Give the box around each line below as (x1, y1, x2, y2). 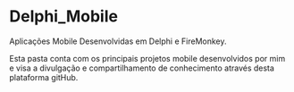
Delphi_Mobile (9, 6, 119, 27)
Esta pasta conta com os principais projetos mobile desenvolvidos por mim (9, 53, 286, 63)
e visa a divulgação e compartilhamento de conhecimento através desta (9, 63, 275, 73)
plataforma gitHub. (9, 71, 79, 82)
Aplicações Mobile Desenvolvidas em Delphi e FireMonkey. (9, 36, 227, 46)
